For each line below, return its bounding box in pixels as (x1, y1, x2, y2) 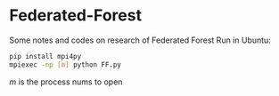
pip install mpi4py (9, 52, 82, 60)
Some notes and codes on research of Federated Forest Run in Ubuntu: (9, 35, 272, 45)
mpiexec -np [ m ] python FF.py (9, 60, 122, 69)
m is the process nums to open (9, 76, 123, 87)
